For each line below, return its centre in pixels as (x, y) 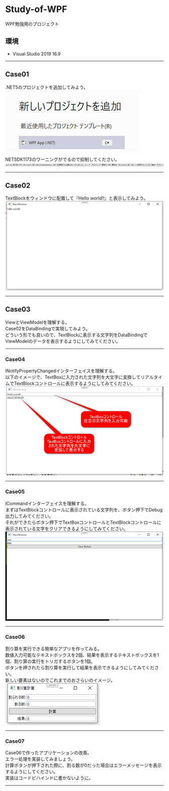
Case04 (15, 359)
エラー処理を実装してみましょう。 (40, 759)
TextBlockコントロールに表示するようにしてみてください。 (75, 383)
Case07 (15, 741)
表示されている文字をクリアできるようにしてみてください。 (67, 528)
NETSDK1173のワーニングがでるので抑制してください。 (62, 159)
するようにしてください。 (32, 771)
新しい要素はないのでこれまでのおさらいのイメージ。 (60, 680)
